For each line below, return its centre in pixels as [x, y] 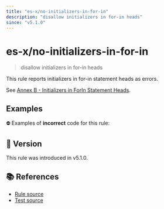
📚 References [33, 177]
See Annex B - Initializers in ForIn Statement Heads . [68, 90]
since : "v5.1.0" [26, 22]
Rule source [29, 194]
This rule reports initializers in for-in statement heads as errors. [82, 79]
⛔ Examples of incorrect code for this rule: [58, 123]
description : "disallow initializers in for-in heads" [74, 17]
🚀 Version [24, 144]
